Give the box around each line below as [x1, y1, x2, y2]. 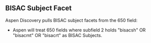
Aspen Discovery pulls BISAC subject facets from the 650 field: [5, 17, 138, 23]
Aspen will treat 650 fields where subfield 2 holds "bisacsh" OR [12, 27, 146, 33]
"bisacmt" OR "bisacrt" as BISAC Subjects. [12, 32, 103, 38]
